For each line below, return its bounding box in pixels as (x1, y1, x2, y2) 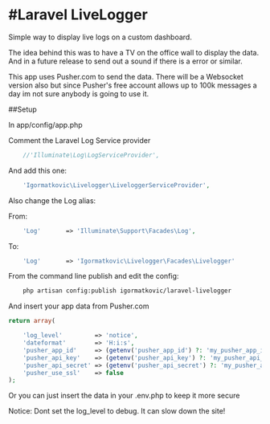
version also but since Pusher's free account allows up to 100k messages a (8, 80, 257, 90)
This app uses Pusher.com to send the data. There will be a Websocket (8, 71, 243, 81)
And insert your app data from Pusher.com (8, 301, 149, 311)
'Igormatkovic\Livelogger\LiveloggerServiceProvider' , (22, 181, 211, 190)
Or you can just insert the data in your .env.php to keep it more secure (8, 391, 240, 401)
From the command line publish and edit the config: (8, 271, 179, 281)
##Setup (8, 104, 38, 114)
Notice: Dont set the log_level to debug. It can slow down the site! (8, 406, 226, 416)
